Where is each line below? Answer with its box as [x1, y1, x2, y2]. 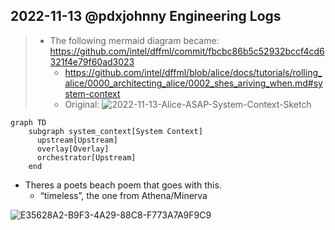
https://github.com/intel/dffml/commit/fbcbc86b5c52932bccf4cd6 [49, 45, 325, 57]
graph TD [10, 117, 47, 128]
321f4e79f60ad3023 [49, 55, 135, 68]
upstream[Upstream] [36, 135, 118, 145]
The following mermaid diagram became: [49, 34, 220, 46]
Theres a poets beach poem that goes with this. [24, 179, 222, 191]
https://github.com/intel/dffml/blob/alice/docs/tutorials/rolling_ [64, 66, 323, 78]
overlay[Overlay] [36, 144, 110, 154]
